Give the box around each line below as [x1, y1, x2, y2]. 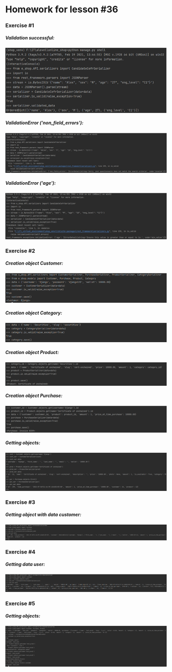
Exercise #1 [5, 22, 34, 29]
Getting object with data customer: [5, 511, 82, 518]
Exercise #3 [5, 499, 36, 506]
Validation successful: [5, 34, 55, 41]
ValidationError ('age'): [5, 180, 56, 186]
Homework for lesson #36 [5, 4, 119, 15]
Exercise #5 [5, 600, 35, 607]
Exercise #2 [5, 247, 35, 254]
